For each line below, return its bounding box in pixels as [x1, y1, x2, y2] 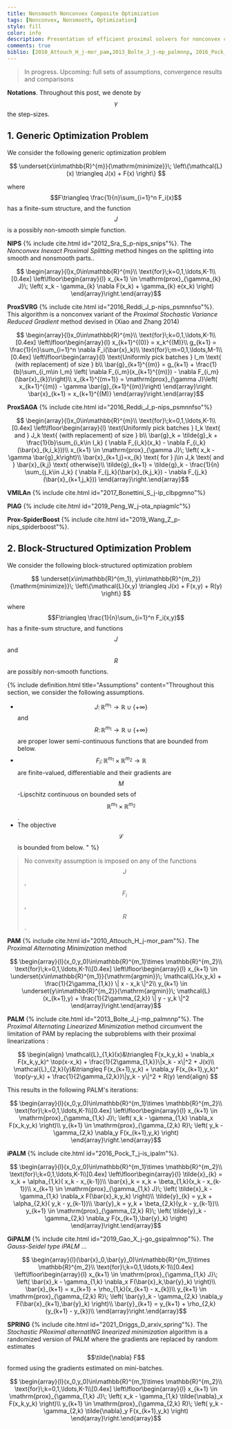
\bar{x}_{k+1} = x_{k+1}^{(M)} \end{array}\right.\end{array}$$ [28, 389, 204, 398]
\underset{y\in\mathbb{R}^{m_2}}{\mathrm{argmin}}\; [21, 987, 176, 995]
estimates [7, 1342, 35, 1350]
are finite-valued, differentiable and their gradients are [17, 769, 172, 777]
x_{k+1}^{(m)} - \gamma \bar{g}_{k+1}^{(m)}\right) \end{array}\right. [19, 382, 213, 391]
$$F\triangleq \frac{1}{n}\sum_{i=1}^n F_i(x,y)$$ [47, 613, 185, 622]
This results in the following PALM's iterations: [7, 1085, 139, 1094]
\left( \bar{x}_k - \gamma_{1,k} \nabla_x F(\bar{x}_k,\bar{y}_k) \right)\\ [16, 1277, 216, 1286]
